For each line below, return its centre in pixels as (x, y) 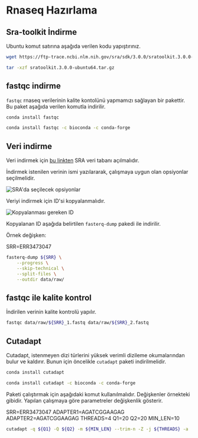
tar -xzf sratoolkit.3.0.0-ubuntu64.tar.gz (60, 67)
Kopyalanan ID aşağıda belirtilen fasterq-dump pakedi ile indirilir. (83, 224)
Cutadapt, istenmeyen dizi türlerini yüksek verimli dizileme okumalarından (95, 355)
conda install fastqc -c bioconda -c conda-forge (68, 128)
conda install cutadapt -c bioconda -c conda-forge (71, 383)
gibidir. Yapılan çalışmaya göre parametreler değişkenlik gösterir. (85, 400)
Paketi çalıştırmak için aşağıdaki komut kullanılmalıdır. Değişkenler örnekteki (98, 394)
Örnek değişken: (26, 235)
